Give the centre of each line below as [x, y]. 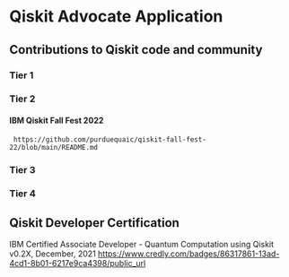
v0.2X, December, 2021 [53, 254]
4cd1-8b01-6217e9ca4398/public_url [78, 264]
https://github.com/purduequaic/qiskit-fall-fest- [109, 139]
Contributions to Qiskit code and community [136, 50]
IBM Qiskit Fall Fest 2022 [57, 121]
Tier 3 [22, 169]
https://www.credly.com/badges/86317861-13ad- [188, 254]
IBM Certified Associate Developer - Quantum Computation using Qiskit [142, 245]
